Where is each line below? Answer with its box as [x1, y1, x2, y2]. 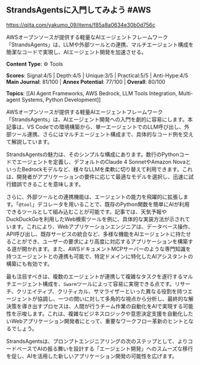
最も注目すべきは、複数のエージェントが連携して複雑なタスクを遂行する [6, 273, 183, 280]
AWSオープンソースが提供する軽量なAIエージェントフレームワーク [6, 33, 168, 40]
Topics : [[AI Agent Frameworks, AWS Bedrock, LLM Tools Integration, [6, 89, 177, 96]
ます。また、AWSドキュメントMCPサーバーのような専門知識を [37, 245, 191, 252]
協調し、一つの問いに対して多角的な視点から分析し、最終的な [37, 295, 189, 302]
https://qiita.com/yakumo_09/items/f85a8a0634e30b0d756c [6, 21, 156, 28]
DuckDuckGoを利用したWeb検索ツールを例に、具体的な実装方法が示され [6, 216, 185, 223]
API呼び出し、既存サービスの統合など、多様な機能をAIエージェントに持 [6, 230, 181, 238]
